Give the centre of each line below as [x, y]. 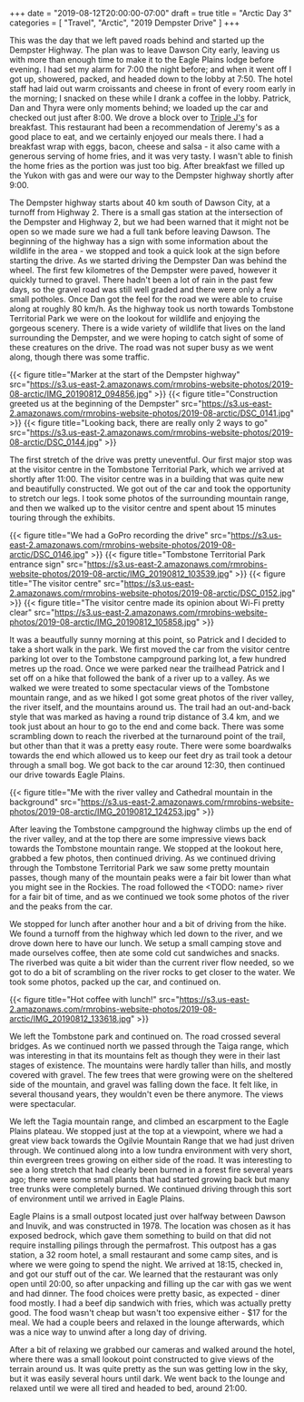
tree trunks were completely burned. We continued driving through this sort [151, 1189]
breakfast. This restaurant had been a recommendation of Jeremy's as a [145, 127]
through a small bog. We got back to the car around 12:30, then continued [147, 765]
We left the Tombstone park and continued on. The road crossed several [145, 1036]
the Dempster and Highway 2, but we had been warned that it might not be [149, 222]
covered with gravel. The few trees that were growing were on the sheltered [151, 1075]
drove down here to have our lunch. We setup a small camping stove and [146, 943]
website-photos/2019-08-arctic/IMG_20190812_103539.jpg [119, 574]
